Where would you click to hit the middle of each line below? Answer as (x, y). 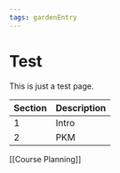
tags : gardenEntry (43, 17)
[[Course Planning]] (45, 159)
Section (30, 107)
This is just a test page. (52, 86)
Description (81, 107)
